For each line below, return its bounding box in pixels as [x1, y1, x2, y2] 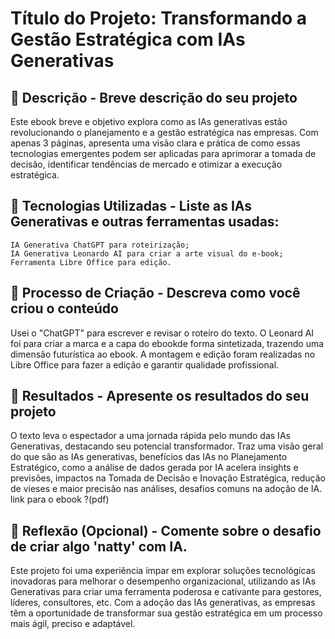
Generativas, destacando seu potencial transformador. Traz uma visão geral [10, 440, 324, 452]
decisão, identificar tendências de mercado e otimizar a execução [10, 158, 283, 170]
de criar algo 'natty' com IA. [10, 538, 188, 555]
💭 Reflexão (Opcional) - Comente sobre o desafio [10, 522, 322, 539]
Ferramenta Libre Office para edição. [10, 257, 172, 267]
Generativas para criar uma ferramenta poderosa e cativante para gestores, [10, 586, 322, 598]
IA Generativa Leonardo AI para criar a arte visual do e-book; [10, 248, 284, 259]
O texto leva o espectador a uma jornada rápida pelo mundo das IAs [10, 430, 291, 442]
